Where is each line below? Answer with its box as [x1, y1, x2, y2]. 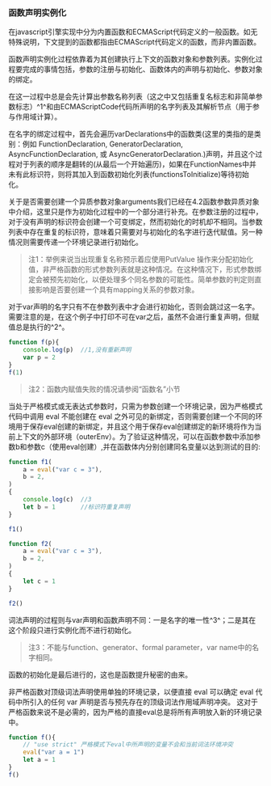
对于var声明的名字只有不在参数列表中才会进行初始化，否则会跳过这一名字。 [8, 302, 260, 312]
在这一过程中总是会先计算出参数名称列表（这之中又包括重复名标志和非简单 [8, 91, 256, 102]
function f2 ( [8, 539, 52, 547]
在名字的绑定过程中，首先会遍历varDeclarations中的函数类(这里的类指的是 [8, 129, 254, 139]
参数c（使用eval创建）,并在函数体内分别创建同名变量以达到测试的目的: [27, 442, 261, 451]
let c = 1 [23, 577, 56, 585]
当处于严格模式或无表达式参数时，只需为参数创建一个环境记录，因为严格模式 [8, 401, 263, 411]
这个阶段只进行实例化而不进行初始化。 [8, 625, 135, 635]
